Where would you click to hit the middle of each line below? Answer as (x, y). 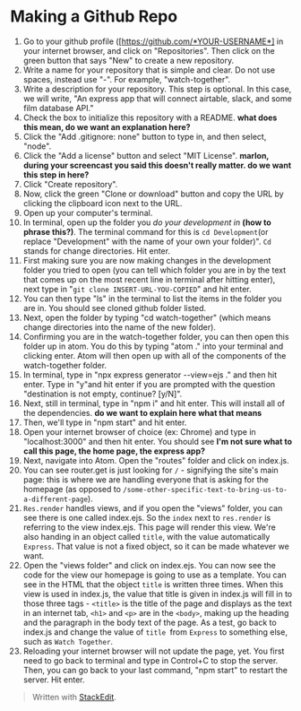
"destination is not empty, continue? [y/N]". (103, 394)
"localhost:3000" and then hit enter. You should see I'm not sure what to (158, 441)
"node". (37, 146)
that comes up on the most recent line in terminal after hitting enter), (149, 279)
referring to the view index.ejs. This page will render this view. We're (149, 527)
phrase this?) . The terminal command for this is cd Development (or (146, 231)
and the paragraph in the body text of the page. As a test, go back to (150, 622)
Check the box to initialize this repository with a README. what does (150, 117)
